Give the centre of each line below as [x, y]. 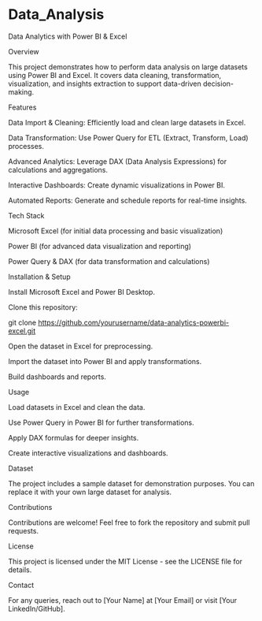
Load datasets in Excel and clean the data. [77, 407]
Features [22, 107]
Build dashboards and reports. [57, 377]
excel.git [22, 331]
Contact [21, 585]
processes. [26, 146]
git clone [22, 322]
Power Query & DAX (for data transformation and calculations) [109, 261]
